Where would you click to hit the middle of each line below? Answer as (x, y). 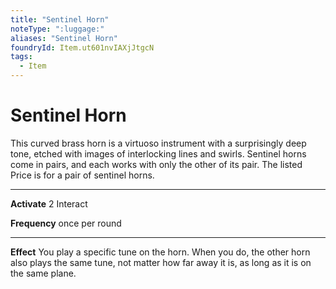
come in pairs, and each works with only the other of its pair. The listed (156, 164)
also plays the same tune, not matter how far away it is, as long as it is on (161, 262)
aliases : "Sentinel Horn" (64, 38)
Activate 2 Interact (49, 203)
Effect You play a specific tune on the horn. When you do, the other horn (160, 252)
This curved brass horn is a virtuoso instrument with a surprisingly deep (158, 143)
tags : (21, 57)
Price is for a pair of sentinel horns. (82, 175)
